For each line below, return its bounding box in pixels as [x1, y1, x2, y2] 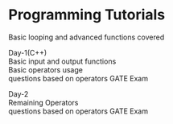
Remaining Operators [8, 97, 79, 107]
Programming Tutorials [8, 6, 166, 24]
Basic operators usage [8, 64, 83, 74]
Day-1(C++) [8, 48, 47, 57]
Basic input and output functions [8, 56, 117, 66]
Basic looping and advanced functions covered [8, 32, 165, 42]
